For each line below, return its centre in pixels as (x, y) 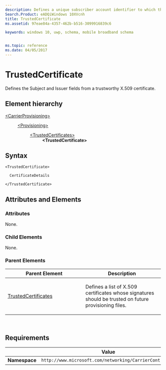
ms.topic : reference (26, 46)
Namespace (22, 360)
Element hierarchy (34, 104)
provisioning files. (106, 305)
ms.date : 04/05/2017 (26, 50)
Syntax (16, 156)
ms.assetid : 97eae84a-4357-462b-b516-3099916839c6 (58, 23)
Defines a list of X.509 (111, 287)
